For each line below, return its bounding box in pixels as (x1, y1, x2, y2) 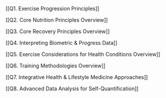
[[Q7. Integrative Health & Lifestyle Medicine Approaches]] (5, 74, 148, 80)
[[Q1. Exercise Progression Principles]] (5, 5, 100, 12)
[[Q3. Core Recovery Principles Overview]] (5, 28, 110, 35)
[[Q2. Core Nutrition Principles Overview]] (5, 17, 108, 23)
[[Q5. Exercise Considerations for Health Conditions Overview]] (5, 51, 161, 58)
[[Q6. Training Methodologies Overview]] (5, 62, 106, 69)
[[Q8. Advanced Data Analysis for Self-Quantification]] (5, 85, 139, 92)
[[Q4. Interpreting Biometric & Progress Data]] (5, 40, 118, 46)
